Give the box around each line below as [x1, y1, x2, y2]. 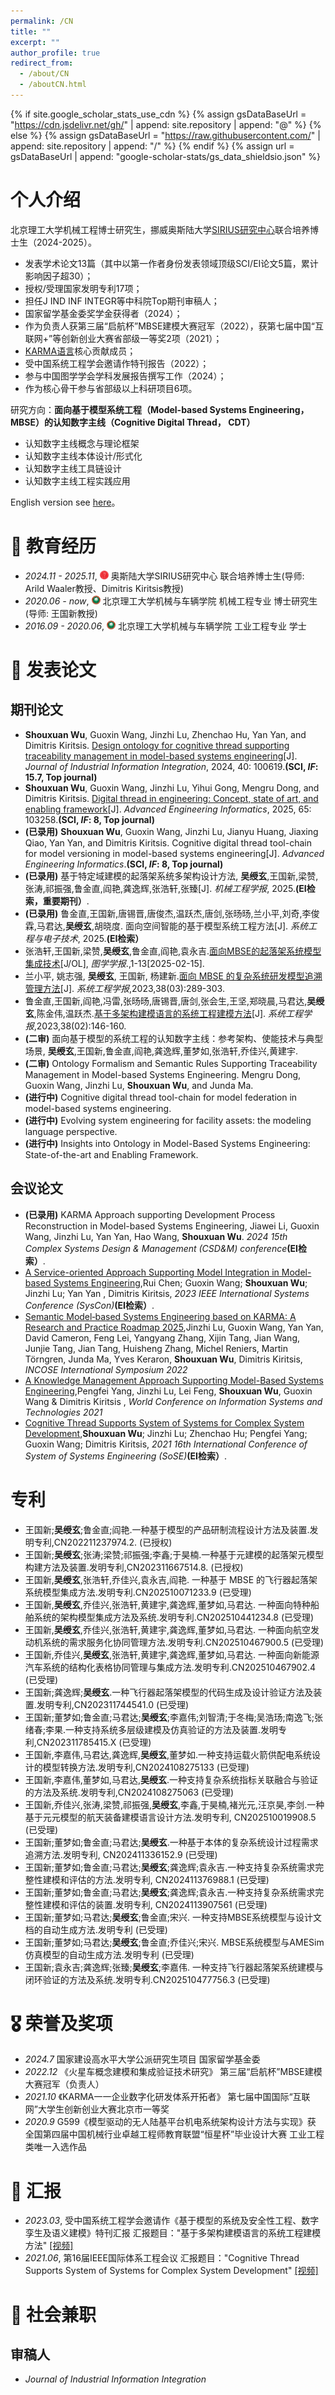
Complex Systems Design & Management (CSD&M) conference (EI [24, 1242, 298, 1254]
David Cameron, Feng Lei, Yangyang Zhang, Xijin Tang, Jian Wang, [24, 1331, 300, 1344]
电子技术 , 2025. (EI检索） [42, 932, 145, 944]
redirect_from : [10, 58, 74, 69]
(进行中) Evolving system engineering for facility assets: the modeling [24, 1114, 312, 1126]
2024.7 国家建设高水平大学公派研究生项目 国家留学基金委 [24, 2053, 261, 2065]
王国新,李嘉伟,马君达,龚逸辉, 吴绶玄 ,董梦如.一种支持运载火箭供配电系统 [24, 1748, 313, 1760]
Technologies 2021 [24, 1406, 103, 1418]
